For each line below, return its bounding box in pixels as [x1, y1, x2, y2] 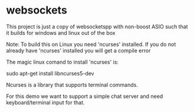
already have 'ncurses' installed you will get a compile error [6, 47, 151, 54]
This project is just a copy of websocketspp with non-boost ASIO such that [6, 23, 188, 30]
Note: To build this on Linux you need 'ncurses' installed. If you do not [6, 41, 176, 48]
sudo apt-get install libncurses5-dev [6, 70, 94, 77]
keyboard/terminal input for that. [6, 98, 85, 106]
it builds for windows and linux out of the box [6, 29, 116, 36]
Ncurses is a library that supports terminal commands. [6, 81, 139, 88]
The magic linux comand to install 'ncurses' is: [6, 58, 119, 65]
